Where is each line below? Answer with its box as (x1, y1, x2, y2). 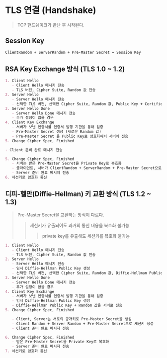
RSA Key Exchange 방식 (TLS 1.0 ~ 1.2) (5, 65, 125, 74)
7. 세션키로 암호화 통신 (5, 349, 47, 354)
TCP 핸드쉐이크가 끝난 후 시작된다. (17, 22, 84, 28)
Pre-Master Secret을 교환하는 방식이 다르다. (17, 212, 104, 218)
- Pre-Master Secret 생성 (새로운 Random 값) (11, 129, 102, 134)
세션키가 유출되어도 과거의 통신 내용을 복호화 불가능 (29, 222, 130, 228)
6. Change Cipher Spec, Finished (5, 335, 75, 340)
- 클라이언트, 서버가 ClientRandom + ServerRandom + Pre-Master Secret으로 (11, 166, 162, 171)
